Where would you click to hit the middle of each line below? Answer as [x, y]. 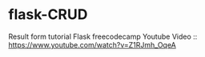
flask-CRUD [48, 15]
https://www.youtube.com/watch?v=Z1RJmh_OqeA [92, 44]
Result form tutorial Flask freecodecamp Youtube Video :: [103, 36]
